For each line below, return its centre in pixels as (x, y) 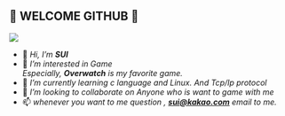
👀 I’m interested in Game (67, 64)
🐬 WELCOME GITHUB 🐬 (74, 16)
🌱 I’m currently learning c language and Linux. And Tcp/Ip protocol (144, 82)
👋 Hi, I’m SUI (45, 54)
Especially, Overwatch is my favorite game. (103, 73)
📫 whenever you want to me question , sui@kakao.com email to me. (149, 102)
